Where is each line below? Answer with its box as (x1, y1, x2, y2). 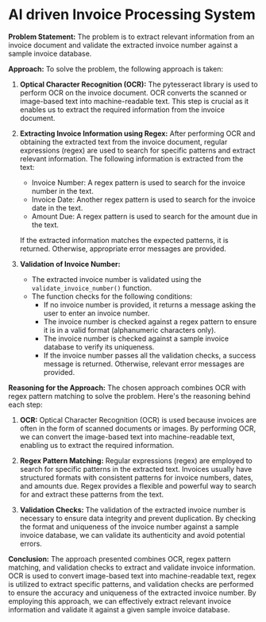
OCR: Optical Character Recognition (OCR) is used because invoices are (19, 415, 256, 424)
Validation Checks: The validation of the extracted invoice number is (19, 504, 246, 514)
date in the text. (31, 203, 83, 212)
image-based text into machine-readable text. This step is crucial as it (19, 96, 249, 106)
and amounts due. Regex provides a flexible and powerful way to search (19, 481, 256, 490)
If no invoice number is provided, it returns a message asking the (43, 299, 256, 309)
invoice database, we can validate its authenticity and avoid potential (19, 530, 245, 539)
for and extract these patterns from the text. (19, 489, 164, 499)
